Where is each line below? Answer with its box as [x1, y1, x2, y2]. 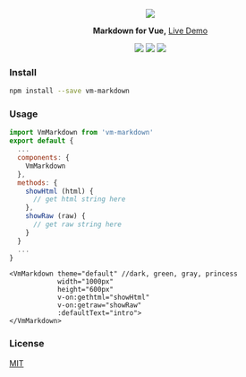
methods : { [17, 178, 58, 188]
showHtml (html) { [25, 187, 94, 196]
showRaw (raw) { [25, 212, 87, 221]
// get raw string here [32, 220, 123, 229]
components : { [17, 153, 70, 162]
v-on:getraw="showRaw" [56, 301, 142, 310]
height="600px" [56, 285, 115, 294]
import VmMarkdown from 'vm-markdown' [9, 128, 154, 137]
